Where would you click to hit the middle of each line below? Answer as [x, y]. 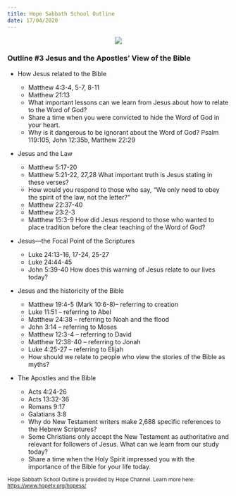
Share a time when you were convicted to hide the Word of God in [124, 117]
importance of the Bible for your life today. [89, 466]
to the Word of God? [57, 109]
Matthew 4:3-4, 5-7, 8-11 [64, 87]
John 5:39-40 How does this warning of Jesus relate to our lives [122, 270]
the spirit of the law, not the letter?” [79, 197]
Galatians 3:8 [47, 414]
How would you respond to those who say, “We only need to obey [124, 189]
